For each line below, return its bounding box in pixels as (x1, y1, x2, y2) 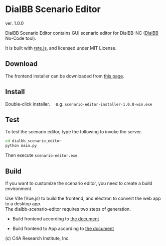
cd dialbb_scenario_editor (5, 138, 62, 144)
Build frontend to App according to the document (12, 225, 114, 231)
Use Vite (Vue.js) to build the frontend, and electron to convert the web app (5, 195, 161, 201)
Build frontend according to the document (12, 215, 99, 222)
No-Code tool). (5, 35, 37, 41)
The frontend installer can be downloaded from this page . (5, 73, 124, 79)
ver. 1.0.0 (5, 20, 24, 26)
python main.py (5, 143, 37, 148)
